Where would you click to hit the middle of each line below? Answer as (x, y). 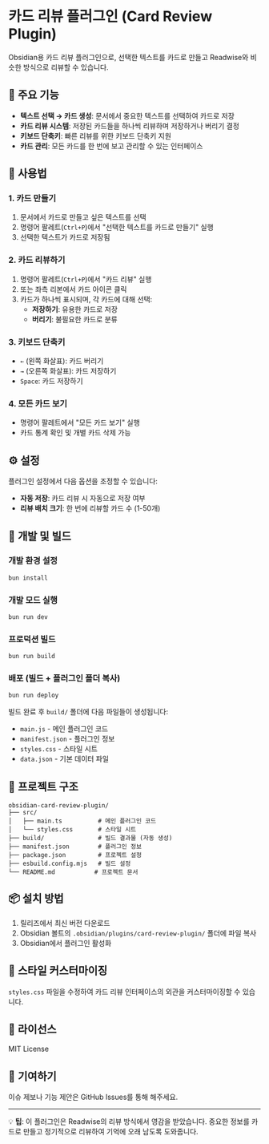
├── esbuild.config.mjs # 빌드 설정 (70, 864)
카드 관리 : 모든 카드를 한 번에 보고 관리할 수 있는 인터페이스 (111, 146)
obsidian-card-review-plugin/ (59, 806)
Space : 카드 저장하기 (51, 381)
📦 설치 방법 (36, 899)
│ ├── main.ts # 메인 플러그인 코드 (82, 821)
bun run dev (28, 617)
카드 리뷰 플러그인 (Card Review (110, 16)
